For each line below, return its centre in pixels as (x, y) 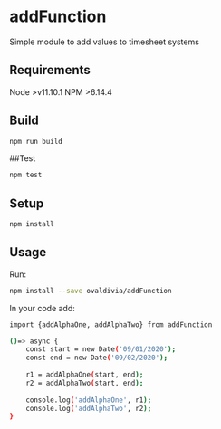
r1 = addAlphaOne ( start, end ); (85, 375)
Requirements (50, 70)
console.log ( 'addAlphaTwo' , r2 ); (89, 408)
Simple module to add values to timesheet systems (104, 42)
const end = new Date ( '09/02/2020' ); (97, 358)
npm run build (36, 141)
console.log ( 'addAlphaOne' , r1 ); (89, 400)
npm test (26, 175)
